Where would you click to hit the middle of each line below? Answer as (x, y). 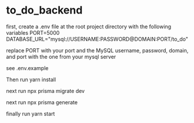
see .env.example (27, 68)
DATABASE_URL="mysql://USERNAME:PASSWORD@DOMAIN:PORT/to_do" (97, 39)
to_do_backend (44, 10)
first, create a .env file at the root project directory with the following (89, 26)
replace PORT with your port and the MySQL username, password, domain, (97, 50)
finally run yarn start (31, 114)
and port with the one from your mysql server (61, 56)
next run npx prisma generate (42, 102)
